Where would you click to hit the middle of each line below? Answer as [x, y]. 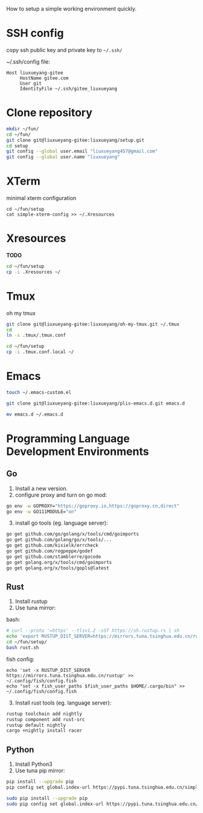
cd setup [17, 146]
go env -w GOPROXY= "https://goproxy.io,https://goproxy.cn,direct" [93, 506]
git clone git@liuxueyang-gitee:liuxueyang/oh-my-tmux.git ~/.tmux [93, 324]
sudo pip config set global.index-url [55, 804]
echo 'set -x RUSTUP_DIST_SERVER [48, 670]
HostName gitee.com [44, 78]
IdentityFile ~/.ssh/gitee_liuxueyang [69, 88]
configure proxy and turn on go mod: [61, 495]
